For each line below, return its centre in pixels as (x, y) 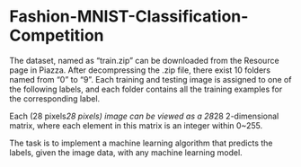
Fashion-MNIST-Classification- (129, 17)
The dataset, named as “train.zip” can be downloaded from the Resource (145, 60)
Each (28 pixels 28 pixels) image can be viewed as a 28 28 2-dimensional (144, 116)
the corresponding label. (55, 98)
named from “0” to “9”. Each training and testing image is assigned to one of (150, 79)
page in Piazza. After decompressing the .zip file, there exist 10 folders (140, 70)
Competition (57, 35)
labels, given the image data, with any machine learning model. (126, 152)
